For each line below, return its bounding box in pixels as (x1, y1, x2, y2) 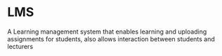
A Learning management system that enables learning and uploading (7, 27, 207, 36)
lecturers (7, 42, 34, 50)
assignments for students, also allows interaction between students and (7, 34, 216, 43)
